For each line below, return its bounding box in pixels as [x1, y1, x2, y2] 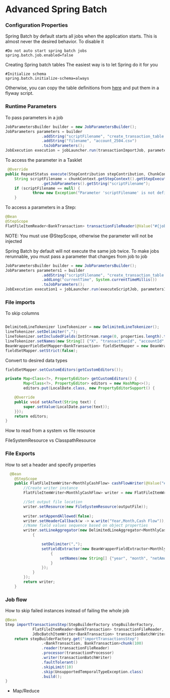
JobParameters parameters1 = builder [5, 268, 85, 273]
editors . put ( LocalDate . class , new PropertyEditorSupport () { [23, 386, 155, 391]
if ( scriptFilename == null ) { [14, 186, 80, 191]
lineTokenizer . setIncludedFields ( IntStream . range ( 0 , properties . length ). [5, 334, 164, 339]
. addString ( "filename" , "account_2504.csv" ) [41, 138, 137, 144]
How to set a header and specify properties [5, 462, 96, 468]
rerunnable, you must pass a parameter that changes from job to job [5, 253, 148, 259]
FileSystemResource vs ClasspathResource [5, 437, 96, 443]
